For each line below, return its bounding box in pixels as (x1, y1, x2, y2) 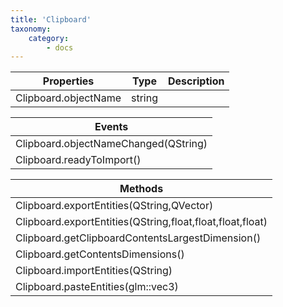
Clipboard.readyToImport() (15, 153, 142, 167)
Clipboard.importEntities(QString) (15, 264, 173, 278)
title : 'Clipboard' (10, 14, 92, 25)
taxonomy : (10, 24, 52, 34)
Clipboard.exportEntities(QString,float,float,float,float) (15, 215, 268, 229)
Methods (119, 182, 164, 196)
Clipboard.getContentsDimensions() (15, 247, 185, 261)
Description (167, 74, 225, 88)
